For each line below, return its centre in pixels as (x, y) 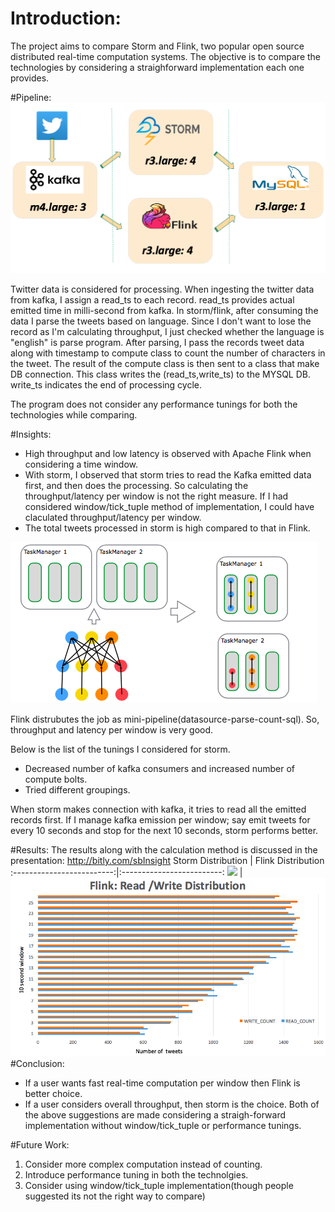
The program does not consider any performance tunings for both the (154, 404)
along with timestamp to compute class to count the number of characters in (168, 353)
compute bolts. (56, 779)
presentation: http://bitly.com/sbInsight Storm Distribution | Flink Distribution (167, 861)
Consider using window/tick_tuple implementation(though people (159, 1185)
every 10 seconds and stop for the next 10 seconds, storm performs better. (164, 831)
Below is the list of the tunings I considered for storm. (120, 749)
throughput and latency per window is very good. (112, 730)
